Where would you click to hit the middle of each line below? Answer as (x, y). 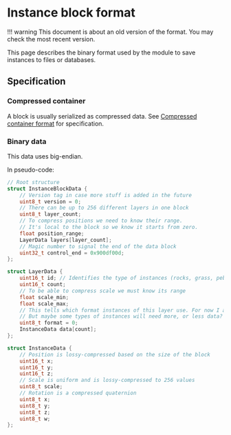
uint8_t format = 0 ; (49, 323)
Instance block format (71, 13)
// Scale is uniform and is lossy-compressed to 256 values (107, 381)
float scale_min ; (44, 297)
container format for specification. (56, 123)
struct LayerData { (35, 272)
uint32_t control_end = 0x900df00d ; (72, 253)
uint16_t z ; (36, 374)
